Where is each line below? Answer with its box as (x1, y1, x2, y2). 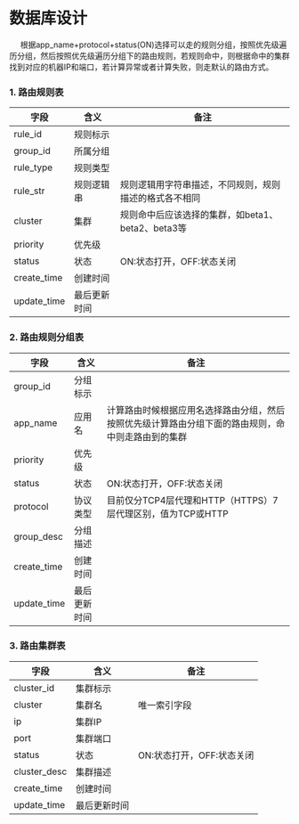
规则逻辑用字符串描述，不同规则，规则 (119, 179, 281, 192)
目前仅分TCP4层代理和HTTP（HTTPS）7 (106, 494, 279, 506)
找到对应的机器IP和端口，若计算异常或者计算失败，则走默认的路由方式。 (9, 61, 274, 72)
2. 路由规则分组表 (9, 331, 85, 344)
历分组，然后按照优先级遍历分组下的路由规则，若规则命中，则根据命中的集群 (9, 50, 290, 61)
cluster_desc (13, 765, 68, 778)
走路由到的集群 (124, 430, 188, 443)
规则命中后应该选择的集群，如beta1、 (119, 208, 279, 221)
